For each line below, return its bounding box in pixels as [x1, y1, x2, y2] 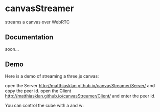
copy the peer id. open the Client [5, 88, 71, 93]
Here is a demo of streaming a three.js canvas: [5, 73, 99, 79]
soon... [5, 46, 19, 52]
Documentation [5, 33, 54, 41]
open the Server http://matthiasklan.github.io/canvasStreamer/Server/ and [5, 82, 155, 88]
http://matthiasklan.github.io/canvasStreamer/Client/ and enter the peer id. [5, 93, 156, 99]
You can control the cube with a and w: [5, 102, 84, 108]
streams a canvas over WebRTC [5, 19, 70, 25]
